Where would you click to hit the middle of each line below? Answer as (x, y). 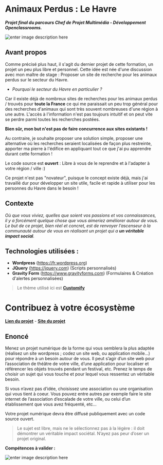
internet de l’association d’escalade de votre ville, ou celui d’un (68, 399)
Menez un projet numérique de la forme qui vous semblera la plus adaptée (80, 348)
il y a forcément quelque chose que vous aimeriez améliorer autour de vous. (81, 220)
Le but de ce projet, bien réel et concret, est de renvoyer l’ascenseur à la (78, 226)
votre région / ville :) (25, 168)
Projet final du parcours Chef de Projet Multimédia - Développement (75, 22)
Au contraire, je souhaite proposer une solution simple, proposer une (74, 138)
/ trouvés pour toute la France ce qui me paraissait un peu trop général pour (81, 104)
